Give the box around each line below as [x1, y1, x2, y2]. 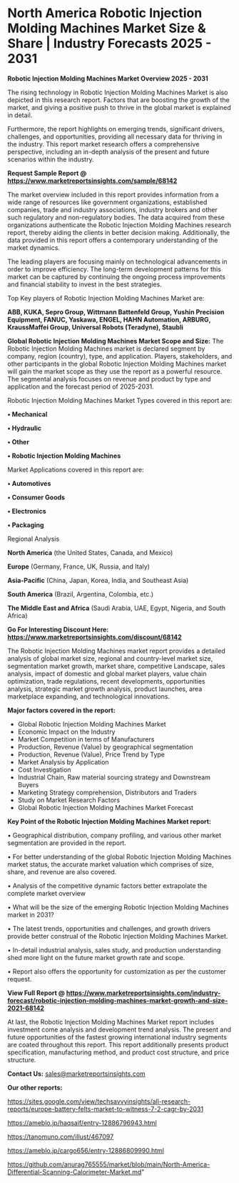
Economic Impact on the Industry [17, 727, 116, 736]
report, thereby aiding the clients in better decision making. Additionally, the [7, 228, 230, 236]
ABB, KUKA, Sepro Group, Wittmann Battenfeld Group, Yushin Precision [7, 307, 225, 316]
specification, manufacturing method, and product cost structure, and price [7, 1048, 230, 1057]
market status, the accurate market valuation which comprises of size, [7, 859, 214, 869]
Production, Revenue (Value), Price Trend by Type [17, 750, 166, 759]
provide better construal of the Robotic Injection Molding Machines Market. [7, 932, 228, 940]
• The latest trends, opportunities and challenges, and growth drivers [7, 924, 210, 933]
